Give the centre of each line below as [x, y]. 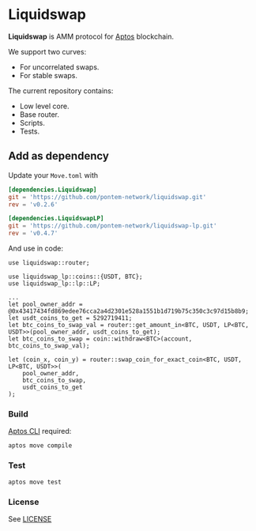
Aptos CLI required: [40, 431]
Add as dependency [58, 156]
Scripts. [32, 122]
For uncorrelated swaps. [59, 67]
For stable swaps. [48, 75]
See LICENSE [30, 518]
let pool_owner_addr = [45, 304]
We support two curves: [47, 51]
